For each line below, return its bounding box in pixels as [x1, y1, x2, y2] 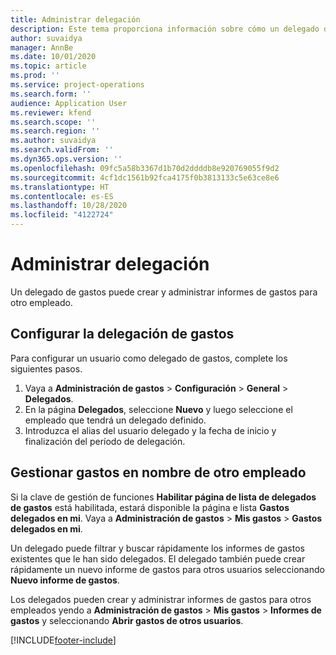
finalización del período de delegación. [24, 435, 186, 447]
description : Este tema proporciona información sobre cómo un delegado [10, 24, 320, 34]
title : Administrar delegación [10, 14, 141, 25]
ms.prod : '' [10, 71, 60, 81]
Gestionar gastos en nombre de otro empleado [10, 464, 307, 481]
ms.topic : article [10, 61, 87, 71]
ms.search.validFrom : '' [10, 145, 114, 155]
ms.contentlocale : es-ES [10, 191, 114, 201]
